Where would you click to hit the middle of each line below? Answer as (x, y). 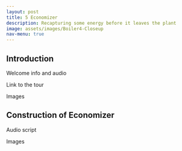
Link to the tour (25, 84)
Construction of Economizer (60, 115)
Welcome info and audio (36, 73)
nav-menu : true (25, 34)
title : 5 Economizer (32, 17)
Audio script (21, 129)
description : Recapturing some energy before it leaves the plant (91, 23)
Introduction (30, 59)
